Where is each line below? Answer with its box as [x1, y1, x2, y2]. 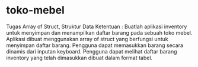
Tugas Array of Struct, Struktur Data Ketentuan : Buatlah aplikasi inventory [6, 23, 187, 30]
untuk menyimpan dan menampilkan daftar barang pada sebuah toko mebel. [6, 29, 193, 36]
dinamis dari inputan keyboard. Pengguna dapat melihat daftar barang [6, 48, 177, 55]
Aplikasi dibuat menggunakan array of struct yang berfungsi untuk [6, 35, 168, 42]
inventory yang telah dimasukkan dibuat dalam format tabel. [6, 54, 153, 61]
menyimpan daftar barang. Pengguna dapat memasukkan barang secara [6, 42, 184, 49]
